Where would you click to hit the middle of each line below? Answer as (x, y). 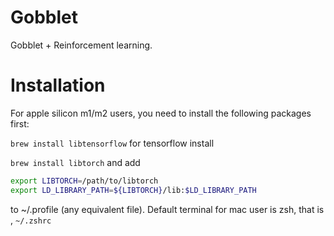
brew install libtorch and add (75, 162)
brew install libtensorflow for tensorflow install (112, 143)
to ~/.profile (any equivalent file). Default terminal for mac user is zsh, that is (167, 209)
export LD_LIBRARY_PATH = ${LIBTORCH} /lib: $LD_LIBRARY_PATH (133, 190)
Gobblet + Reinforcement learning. (81, 45)
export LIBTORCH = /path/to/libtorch (84, 181)
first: (20, 123)
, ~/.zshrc (31, 220)
